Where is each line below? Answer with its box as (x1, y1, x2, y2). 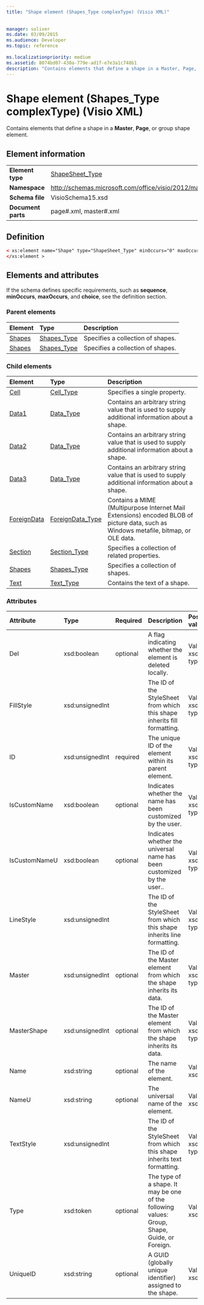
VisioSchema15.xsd (50, 193, 108, 202)
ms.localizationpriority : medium (6, 54, 91, 60)
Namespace (9, 184, 46, 192)
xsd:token (63, 1206, 92, 1215)
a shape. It (148, 1180, 178, 1189)
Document (9, 203, 41, 212)
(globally (148, 1258, 173, 1267)
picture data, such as (107, 519, 168, 527)
